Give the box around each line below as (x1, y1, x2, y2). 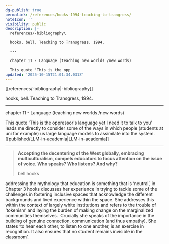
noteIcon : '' (5, 17, 33, 22)
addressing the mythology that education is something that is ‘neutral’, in (5, 180, 156, 187)
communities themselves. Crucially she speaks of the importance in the (5, 213, 155, 219)
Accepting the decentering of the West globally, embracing (17, 150, 144, 156)
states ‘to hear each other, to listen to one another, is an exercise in (5, 223, 144, 229)
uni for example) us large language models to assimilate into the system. (5, 131, 155, 137)
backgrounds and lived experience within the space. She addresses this (5, 197, 154, 203)
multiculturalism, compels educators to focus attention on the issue (17, 156, 162, 162)
